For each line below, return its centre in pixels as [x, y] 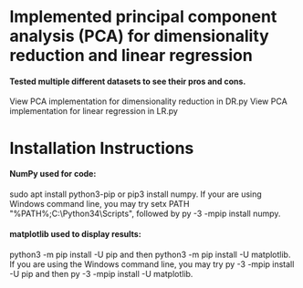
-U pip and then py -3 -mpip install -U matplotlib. [101, 273]
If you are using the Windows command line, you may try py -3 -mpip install [152, 264]
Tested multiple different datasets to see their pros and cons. [128, 81]
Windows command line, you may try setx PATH [99, 203]
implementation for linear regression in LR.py [94, 111]
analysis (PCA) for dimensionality [139, 36]
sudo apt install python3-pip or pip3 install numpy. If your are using [136, 194]
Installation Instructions [102, 148]
